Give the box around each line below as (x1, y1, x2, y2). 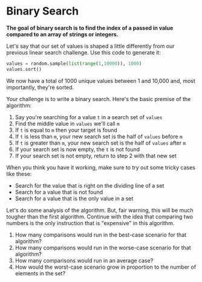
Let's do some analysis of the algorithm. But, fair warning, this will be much (6, 206, 194, 214)
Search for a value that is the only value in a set (15, 195, 134, 202)
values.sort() (6, 66, 42, 72)
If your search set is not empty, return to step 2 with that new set (15, 152, 177, 159)
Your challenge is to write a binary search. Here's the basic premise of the (6, 95, 191, 102)
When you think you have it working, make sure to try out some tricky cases (6, 163, 195, 171)
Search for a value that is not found (15, 188, 103, 195)
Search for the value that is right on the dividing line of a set (15, 182, 165, 189)
